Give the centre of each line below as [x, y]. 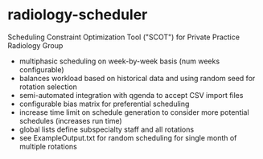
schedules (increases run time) [70, 120]
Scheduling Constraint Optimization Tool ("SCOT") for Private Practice [124, 37]
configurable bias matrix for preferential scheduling [104, 104]
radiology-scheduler [78, 15]
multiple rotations [48, 146]
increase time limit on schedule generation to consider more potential [134, 112]
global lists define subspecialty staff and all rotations [107, 129]
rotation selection [48, 87]
